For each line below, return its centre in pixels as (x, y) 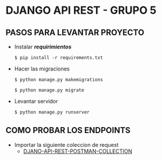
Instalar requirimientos (43, 47)
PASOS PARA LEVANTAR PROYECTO (75, 33)
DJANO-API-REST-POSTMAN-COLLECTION (78, 151)
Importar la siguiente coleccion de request (66, 144)
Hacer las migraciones (42, 69)
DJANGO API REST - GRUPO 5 (81, 10)
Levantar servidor (36, 101)
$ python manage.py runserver (52, 112)
